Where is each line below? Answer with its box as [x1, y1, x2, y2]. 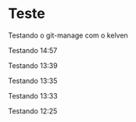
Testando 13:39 [8, 60, 58, 70]
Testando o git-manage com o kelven [8, 30, 129, 40]
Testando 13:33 [8, 91, 58, 100]
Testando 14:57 [8, 45, 58, 55]
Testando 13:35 [8, 76, 58, 85]
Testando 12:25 [8, 106, 58, 116]
